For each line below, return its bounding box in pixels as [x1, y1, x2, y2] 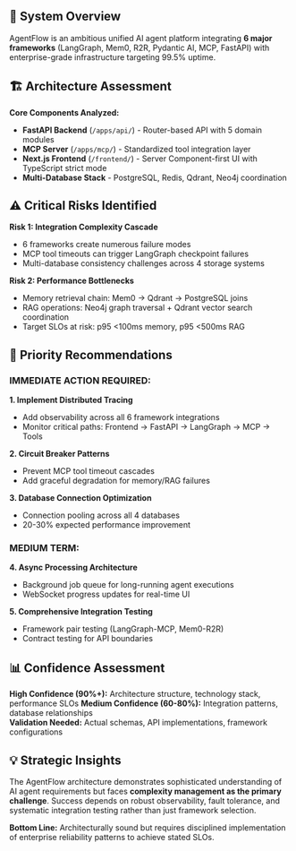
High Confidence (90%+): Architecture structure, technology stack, [9, 689, 261, 700]
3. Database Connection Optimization [9, 493, 152, 503]
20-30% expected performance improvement [21, 520, 190, 530]
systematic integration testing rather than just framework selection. [9, 805, 257, 816]
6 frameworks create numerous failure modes [21, 239, 191, 250]
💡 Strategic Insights [9, 752, 122, 768]
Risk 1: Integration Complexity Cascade [9, 221, 158, 233]
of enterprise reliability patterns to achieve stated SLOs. [9, 832, 215, 843]
